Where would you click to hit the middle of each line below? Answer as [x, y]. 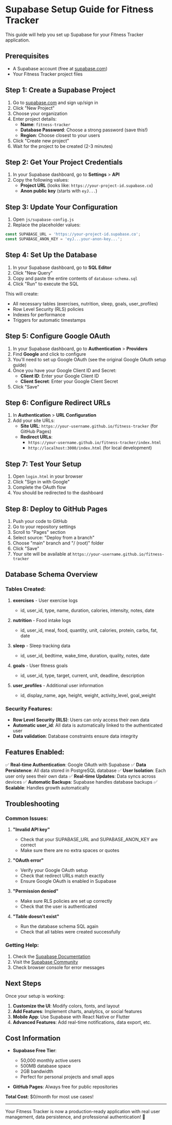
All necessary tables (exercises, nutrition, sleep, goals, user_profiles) [85, 303]
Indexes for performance [39, 315]
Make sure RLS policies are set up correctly [66, 901]
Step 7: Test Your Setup [44, 464]
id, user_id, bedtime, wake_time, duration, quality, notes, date [85, 655]
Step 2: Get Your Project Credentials [64, 162]
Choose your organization [40, 113]
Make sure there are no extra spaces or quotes [70, 850]
